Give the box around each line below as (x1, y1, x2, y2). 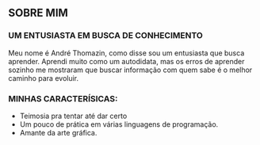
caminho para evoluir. (8, 73, 79, 82)
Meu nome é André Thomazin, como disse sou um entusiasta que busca (8, 48, 245, 58)
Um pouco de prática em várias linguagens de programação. (19, 119, 219, 129)
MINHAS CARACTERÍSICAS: (8, 93, 118, 104)
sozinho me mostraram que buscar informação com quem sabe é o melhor (8, 65, 253, 74)
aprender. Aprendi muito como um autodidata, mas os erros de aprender (8, 56, 245, 66)
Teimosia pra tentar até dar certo (19, 111, 128, 120)
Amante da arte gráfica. (19, 128, 97, 137)
